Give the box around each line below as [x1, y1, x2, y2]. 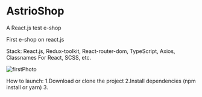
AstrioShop [6, 4, 65, 18]
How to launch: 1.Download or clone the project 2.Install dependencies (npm [6, 77, 196, 84]
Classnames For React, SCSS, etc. [6, 54, 92, 61]
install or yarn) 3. [6, 83, 48, 91]
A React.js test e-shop [6, 24, 62, 31]
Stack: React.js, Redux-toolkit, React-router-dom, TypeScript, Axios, [6, 47, 175, 55]
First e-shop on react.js [6, 36, 65, 43]
